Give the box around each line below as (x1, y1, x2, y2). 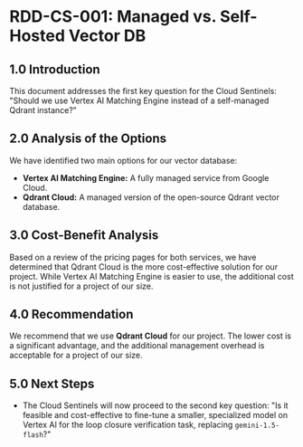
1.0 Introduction (9, 62, 101, 77)
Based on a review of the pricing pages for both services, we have (9, 252, 257, 262)
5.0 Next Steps (9, 376, 95, 391)
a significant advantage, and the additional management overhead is (9, 340, 265, 351)
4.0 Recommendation (9, 307, 134, 322)
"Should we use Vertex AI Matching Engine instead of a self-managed (9, 95, 270, 106)
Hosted (9, 25, 66, 46)
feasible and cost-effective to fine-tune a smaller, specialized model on (22, 410, 288, 421)
